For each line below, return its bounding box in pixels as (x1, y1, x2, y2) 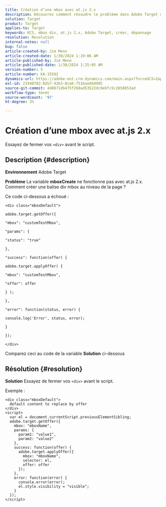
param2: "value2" (18, 436, 54, 441)
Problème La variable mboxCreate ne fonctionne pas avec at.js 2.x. (5, 178, 143, 184)
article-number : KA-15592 (5, 72, 58, 77)
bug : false (5, 44, 28, 49)
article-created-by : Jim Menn (5, 49, 68, 54)
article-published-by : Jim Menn (5, 58, 72, 63)
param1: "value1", (18, 432, 56, 437)
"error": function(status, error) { (5, 307, 81, 312)
